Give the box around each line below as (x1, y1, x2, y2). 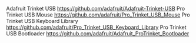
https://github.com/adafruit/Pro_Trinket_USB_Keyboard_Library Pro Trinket (6, 24, 187, 31)
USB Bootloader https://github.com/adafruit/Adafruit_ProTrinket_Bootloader (6, 30, 190, 37)
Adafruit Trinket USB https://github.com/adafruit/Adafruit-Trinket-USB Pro (6, 5, 185, 12)
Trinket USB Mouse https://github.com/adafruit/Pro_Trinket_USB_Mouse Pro (6, 11, 190, 18)
